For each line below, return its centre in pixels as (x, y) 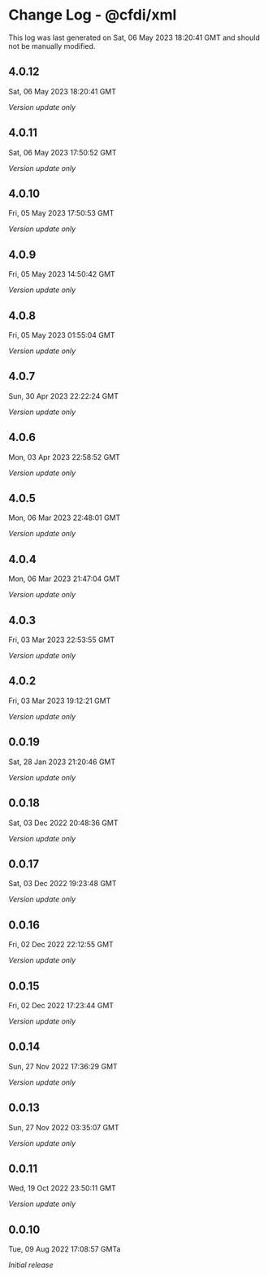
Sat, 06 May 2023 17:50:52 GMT (63, 152)
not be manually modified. (52, 46)
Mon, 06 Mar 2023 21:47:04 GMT (64, 579)
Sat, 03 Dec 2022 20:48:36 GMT (63, 823)
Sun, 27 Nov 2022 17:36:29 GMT (63, 1066)
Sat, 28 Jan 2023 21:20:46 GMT (62, 762)
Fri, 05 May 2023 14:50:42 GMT (62, 274)
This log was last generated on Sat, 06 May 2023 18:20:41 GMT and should (134, 37)
